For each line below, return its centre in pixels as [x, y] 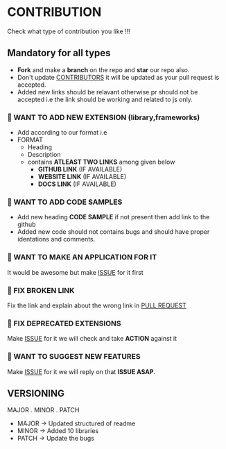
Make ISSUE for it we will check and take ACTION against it [92, 339]
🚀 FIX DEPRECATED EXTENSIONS [64, 323]
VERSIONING [36, 393]
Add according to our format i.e [62, 133]
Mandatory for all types [59, 53]
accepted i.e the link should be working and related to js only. [105, 99]
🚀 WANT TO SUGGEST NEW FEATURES [74, 357]
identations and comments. [56, 239]
